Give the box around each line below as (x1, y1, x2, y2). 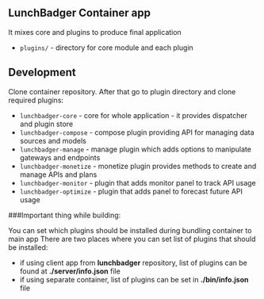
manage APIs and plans (19, 170, 98, 179)
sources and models (19, 136, 87, 145)
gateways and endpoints (19, 152, 101, 162)
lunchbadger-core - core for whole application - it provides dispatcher (19, 110, 247, 120)
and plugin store (19, 119, 74, 128)
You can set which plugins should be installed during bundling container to (8, 225, 252, 235)
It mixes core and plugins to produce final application (8, 27, 182, 36)
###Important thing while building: (8, 210, 121, 220)
